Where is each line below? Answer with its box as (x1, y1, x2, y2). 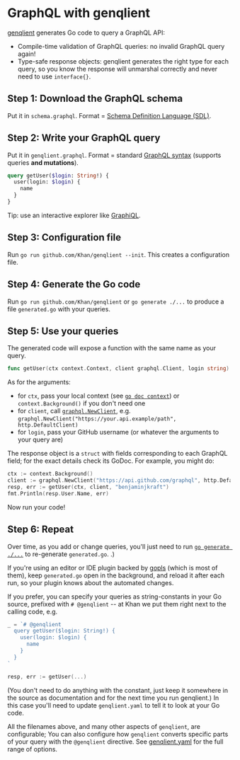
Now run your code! (7, 502, 66, 511)
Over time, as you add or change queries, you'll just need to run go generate (7, 542, 230, 551)
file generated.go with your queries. (7, 304, 111, 313)
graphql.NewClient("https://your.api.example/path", (17, 415, 177, 422)
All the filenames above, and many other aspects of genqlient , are (7, 722, 200, 730)
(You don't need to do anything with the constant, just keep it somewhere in (7, 686, 229, 694)
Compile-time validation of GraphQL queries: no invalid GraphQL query (17, 42, 225, 50)
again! (17, 50, 36, 58)
